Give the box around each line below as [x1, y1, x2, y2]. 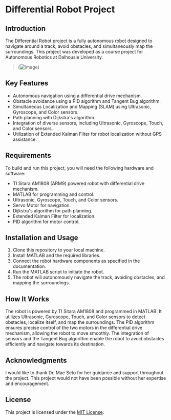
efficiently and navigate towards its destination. [5, 341, 105, 348]
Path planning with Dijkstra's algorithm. [12, 114, 96, 120]
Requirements [5, 151, 51, 160]
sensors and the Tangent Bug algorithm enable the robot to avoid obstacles [5, 336, 164, 342]
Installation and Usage [5, 233, 78, 242]
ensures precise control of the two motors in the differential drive [5, 325, 143, 331]
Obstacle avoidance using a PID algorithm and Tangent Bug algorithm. [12, 98, 161, 104]
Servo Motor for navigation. [12, 202, 71, 208]
